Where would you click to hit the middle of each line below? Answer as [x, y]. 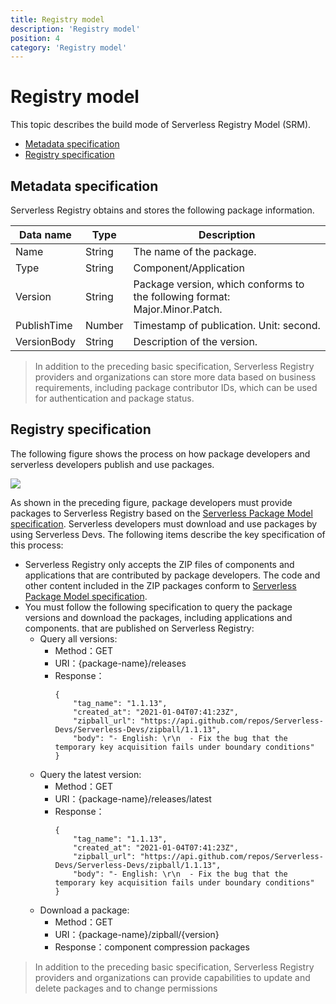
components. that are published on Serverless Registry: [139, 628]
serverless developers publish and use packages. [112, 464]
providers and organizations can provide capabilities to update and [172, 977]
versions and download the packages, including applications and [158, 617]
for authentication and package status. [114, 398]
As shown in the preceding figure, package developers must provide [151, 502]
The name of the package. [195, 251]
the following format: [182, 296]
